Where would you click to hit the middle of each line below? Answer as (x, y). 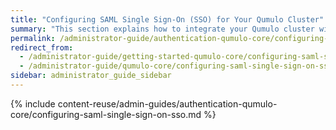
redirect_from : (42, 47)
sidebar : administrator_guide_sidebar (91, 76)
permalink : (33, 38)
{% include (33, 103)
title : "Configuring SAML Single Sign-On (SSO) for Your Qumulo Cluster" (167, 19)
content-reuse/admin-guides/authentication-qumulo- (167, 103)
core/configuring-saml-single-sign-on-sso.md (106, 114)
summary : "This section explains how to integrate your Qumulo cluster (162, 29)
